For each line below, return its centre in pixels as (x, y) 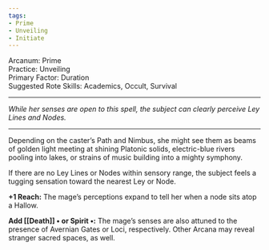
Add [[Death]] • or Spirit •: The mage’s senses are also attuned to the (123, 221)
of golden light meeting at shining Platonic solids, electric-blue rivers (122, 149)
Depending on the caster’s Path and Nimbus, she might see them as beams (132, 141)
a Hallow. (23, 205)
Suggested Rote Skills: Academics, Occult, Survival (93, 86)
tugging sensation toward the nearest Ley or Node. (92, 181)
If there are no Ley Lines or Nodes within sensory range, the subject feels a (132, 173)
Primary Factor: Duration (49, 77)
